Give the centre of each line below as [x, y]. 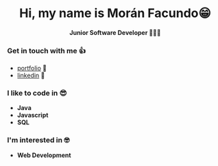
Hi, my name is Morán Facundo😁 [115, 13]
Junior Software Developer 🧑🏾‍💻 [115, 32]
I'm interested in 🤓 [38, 140]
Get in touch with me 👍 [47, 51]
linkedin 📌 [31, 75]
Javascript [33, 115]
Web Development [44, 155]
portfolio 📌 [32, 68]
